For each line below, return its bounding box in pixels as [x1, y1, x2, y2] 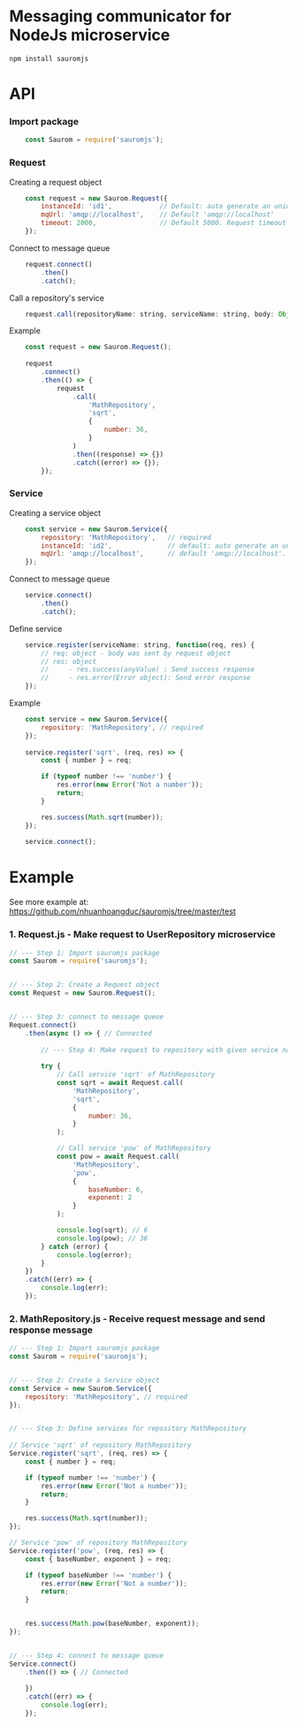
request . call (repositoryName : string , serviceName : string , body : [25, 309, 275, 318]
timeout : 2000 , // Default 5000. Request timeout [41, 219, 287, 228]
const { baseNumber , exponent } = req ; [25, 1554, 172, 1564]
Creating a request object [9, 176, 103, 187]
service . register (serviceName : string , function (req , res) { [25, 640, 255, 649]
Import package [9, 115, 80, 128]
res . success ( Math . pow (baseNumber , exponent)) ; [25, 1620, 200, 1628]
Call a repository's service [9, 293, 104, 303]
